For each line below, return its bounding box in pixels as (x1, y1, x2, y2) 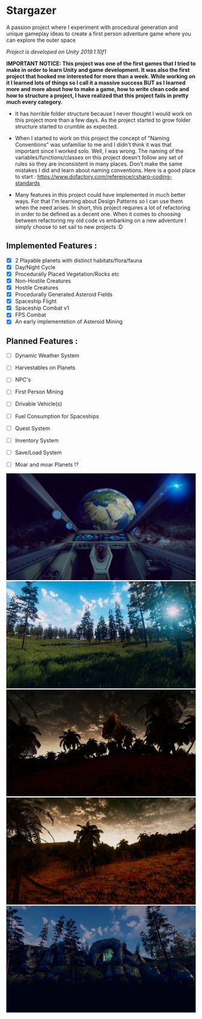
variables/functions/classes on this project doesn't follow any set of (14, 153, 183, 161)
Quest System (14, 424, 50, 432)
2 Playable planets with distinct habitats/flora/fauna (14, 257, 142, 264)
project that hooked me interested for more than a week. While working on (6, 72, 196, 80)
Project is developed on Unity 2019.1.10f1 (6, 48, 106, 55)
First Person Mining (14, 388, 64, 395)
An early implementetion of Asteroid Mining (14, 318, 123, 325)
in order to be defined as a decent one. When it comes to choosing (14, 210, 181, 217)
